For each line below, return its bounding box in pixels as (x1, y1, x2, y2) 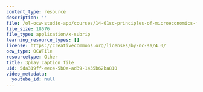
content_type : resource (6, 8, 66, 15)
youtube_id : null (11, 76, 56, 82)
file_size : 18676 (6, 25, 50, 32)
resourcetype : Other (6, 54, 59, 60)
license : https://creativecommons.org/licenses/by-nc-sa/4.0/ (6, 43, 166, 49)
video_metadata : (6, 71, 47, 77)
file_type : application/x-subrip (6, 31, 91, 38)
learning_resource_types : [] (6, 37, 80, 43)
